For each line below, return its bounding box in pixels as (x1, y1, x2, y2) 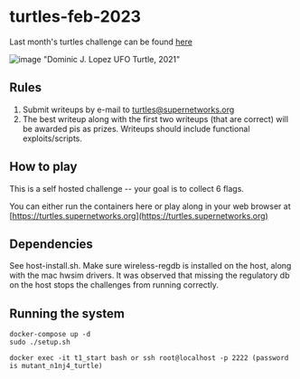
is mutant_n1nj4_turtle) (9, 362, 103, 371)
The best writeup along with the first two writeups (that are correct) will (22, 113, 289, 124)
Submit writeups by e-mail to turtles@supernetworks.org (22, 104, 235, 115)
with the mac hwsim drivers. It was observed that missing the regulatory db (9, 270, 290, 281)
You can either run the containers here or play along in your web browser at (9, 201, 291, 212)
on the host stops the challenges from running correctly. (9, 280, 220, 290)
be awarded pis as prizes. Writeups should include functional (22, 123, 250, 134)
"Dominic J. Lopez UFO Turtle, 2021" (43, 53, 181, 64)
